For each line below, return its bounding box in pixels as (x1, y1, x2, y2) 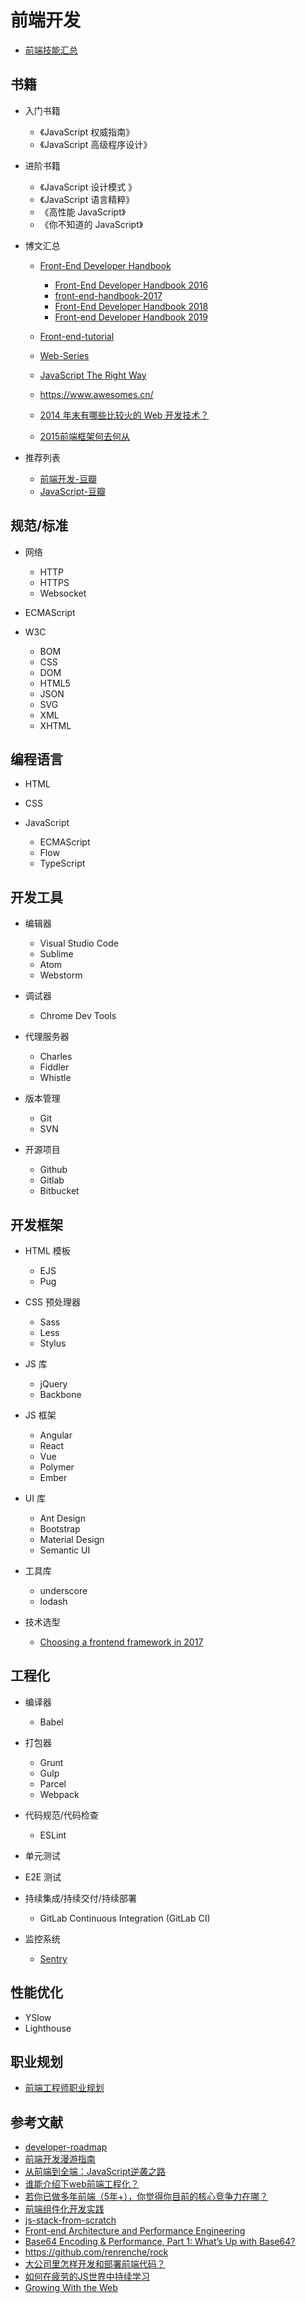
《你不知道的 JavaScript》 (39, 218, 144, 230)
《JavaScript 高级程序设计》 (39, 138, 153, 150)
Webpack (39, 1788, 80, 1800)
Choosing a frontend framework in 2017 (39, 1636, 204, 1648)
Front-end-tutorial (39, 330, 115, 342)
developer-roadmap (24, 2141, 108, 2153)
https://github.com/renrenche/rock (24, 2246, 169, 2258)
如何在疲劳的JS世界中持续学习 (24, 2271, 150, 2283)
